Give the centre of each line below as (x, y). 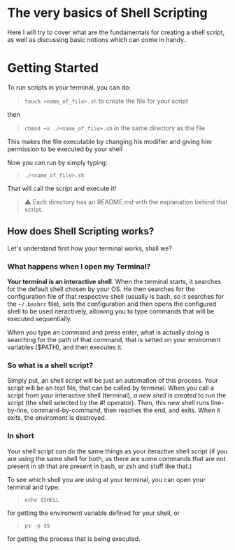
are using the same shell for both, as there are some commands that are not (116, 458)
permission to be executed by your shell (65, 149)
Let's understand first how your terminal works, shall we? (90, 248)
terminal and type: (34, 487)
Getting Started (53, 68)
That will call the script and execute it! (62, 188)
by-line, (18, 410)
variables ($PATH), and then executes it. (65, 347)
